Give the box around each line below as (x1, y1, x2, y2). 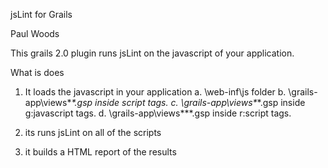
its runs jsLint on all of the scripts (24, 127, 162, 138)
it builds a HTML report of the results (24, 146, 177, 158)
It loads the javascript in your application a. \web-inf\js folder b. (24, 86, 287, 98)
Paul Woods (10, 28, 60, 39)
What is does (10, 67, 65, 78)
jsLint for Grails (10, 9, 73, 20)
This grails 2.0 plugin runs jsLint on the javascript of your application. (10, 47, 295, 59)
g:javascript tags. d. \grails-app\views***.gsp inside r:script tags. (24, 107, 292, 119)
